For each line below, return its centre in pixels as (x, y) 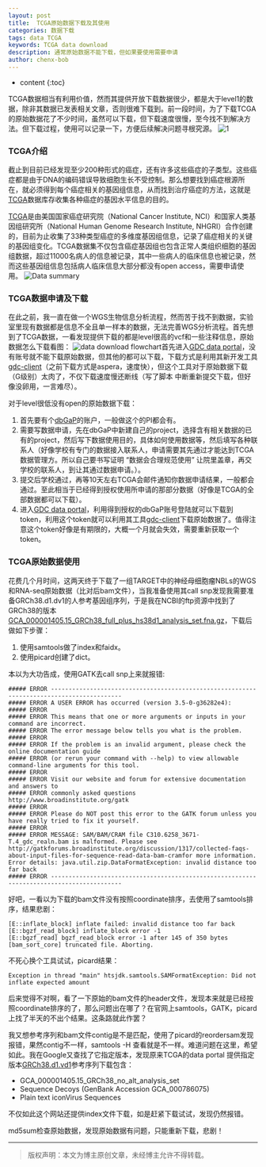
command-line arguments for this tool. (74, 765)
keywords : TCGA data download (58, 45)
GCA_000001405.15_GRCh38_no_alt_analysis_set (99, 1081)
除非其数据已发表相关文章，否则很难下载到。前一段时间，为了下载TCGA (139, 109)
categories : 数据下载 (42, 30)
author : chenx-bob (38, 60)
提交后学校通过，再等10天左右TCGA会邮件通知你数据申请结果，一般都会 (137, 480)
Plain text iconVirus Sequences (70, 1097)
